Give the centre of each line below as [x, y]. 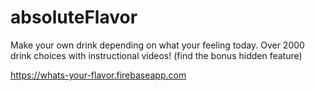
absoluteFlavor [74, 17]
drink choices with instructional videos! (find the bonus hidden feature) [156, 55]
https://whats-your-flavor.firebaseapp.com [98, 75]
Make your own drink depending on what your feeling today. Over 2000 [157, 45]
